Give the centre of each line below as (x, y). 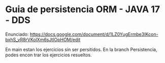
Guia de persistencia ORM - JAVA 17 (83, 9)
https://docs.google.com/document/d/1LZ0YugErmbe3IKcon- (94, 34)
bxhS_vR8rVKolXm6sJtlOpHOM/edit (43, 40)
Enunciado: (17, 34)
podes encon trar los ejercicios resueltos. (49, 55)
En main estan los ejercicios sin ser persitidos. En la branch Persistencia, (81, 49)
